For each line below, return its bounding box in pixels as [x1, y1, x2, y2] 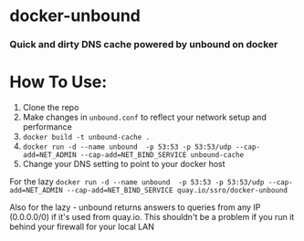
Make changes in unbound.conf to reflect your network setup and [22, 111, 267, 123]
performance [22, 121, 73, 132]
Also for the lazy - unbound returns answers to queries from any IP [9, 202, 261, 213]
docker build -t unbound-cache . [22, 133, 151, 142]
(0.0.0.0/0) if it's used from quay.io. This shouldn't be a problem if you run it [9, 212, 295, 223]
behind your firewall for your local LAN [9, 221, 155, 233]
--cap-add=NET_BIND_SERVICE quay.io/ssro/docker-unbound [67, 186, 288, 195]
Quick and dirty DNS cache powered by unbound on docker [9, 38, 278, 51]
